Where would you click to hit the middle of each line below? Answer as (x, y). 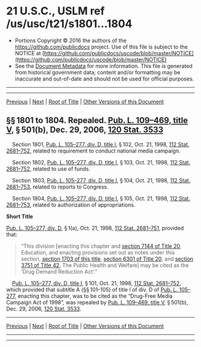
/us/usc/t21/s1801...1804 (69, 24)
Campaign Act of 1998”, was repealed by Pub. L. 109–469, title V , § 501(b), (97, 302)
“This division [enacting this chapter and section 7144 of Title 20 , (101, 246)
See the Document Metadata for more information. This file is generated (103, 66)
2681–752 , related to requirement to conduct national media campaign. (93, 151)
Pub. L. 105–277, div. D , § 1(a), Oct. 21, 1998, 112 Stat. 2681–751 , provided (95, 228)
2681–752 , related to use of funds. (48, 169)
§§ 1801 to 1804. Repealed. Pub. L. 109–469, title (97, 120)
